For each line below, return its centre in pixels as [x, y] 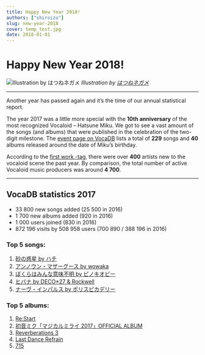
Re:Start [25, 319]
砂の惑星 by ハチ [36, 259]
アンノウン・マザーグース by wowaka [62, 266]
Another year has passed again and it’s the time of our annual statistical [96, 101]
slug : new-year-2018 [33, 23]
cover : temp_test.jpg [34, 29]
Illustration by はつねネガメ [115, 82]
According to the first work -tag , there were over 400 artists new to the [96, 157]
